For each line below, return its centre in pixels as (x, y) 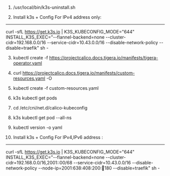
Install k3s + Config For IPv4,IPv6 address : (58, 137)
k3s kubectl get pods (35, 98)
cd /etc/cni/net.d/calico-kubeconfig (50, 108)
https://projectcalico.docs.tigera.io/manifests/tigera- (104, 58)
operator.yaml (27, 63)
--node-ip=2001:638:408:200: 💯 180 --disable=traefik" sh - (99, 168)
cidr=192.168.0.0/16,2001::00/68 (39, 163)
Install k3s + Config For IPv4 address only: (57, 17)
